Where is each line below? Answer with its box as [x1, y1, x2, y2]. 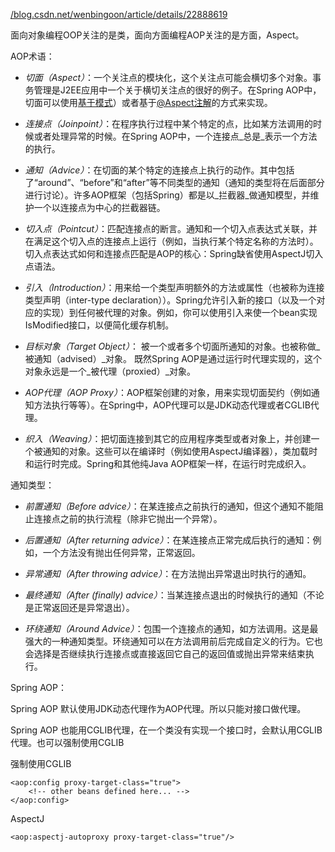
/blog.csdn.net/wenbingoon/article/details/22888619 [10, 9, 228, 20]
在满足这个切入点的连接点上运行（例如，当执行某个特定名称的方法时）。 [24, 235, 319, 247]
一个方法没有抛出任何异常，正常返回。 [42, 547, 201, 558]
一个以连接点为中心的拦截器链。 [33, 202, 166, 213]
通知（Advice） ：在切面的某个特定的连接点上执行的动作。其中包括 [24, 164, 295, 176]
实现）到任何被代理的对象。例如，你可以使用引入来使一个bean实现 [42, 307, 318, 318]
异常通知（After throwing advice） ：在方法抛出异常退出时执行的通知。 [24, 568, 312, 579]
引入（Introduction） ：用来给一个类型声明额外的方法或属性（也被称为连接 [24, 282, 325, 293]
